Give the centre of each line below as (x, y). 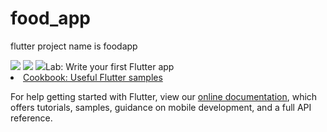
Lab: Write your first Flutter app (109, 66)
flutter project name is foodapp (74, 46)
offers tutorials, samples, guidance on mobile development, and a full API (161, 107)
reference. (31, 118)
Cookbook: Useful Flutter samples (93, 77)
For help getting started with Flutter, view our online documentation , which (164, 96)
